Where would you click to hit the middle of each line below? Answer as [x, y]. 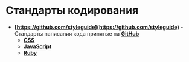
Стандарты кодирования [72, 11]
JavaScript [37, 46]
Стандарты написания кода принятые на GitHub [77, 33]
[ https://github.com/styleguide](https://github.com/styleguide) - [99, 27]
